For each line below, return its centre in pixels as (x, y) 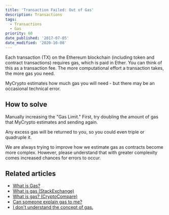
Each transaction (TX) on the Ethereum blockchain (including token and (80, 57)
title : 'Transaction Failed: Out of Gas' (50, 10)
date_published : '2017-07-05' (37, 38)
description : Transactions (34, 15)
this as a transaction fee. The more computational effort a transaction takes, (84, 68)
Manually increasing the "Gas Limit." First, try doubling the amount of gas (82, 116)
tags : (11, 19)
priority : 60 (19, 33)
